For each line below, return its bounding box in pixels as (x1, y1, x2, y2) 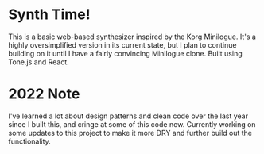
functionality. (8, 137, 52, 146)
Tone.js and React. (8, 57, 69, 67)
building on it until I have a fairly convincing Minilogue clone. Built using (8, 48, 243, 58)
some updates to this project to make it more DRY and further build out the (8, 128, 253, 137)
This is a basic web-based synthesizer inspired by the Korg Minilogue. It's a (8, 32, 257, 41)
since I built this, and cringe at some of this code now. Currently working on (8, 119, 256, 129)
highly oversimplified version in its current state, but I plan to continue (8, 40, 237, 49)
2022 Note (8, 85, 80, 103)
